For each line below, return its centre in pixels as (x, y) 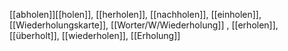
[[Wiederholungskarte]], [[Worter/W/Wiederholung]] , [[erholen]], (144, 25)
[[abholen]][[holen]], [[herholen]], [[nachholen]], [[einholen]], (135, 14)
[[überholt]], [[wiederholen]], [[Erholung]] (95, 35)
